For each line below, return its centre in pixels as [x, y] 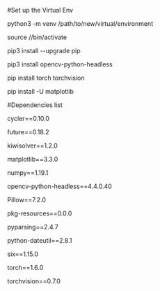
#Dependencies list [35, 105]
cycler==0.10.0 [29, 119]
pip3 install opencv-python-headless [60, 64]
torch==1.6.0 [25, 268]
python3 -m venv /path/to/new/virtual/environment [80, 23]
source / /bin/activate [37, 37]
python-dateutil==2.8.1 [40, 240]
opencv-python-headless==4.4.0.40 [60, 186]
